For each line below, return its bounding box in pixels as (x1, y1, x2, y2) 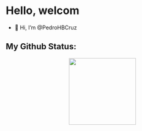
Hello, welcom (6, 4, 80, 18)
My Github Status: (6, 41, 77, 52)
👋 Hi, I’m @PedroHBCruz (14, 24, 77, 31)
